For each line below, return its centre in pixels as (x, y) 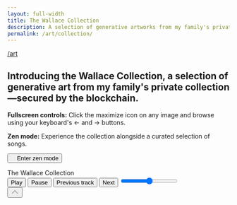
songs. (17, 144)
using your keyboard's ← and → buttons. (66, 123)
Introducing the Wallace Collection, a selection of (118, 76)
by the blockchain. (97, 98)
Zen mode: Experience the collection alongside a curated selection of (109, 136)
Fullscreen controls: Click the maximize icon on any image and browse (111, 115)
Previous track (75, 183)
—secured (31, 98)
